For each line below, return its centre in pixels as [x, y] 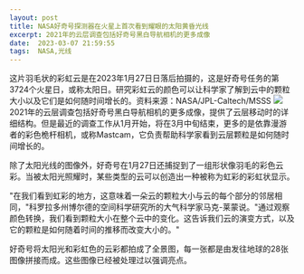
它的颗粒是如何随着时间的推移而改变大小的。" [95, 230]
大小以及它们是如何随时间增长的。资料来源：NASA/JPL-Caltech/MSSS [140, 101]
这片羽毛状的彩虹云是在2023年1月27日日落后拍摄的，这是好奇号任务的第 [144, 79]
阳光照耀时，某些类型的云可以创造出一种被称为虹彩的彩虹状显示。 [171, 176]
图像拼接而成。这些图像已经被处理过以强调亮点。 [100, 260]
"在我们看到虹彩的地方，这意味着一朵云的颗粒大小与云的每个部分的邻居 [142, 196]
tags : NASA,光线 [41, 52]
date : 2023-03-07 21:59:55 [62, 43]
